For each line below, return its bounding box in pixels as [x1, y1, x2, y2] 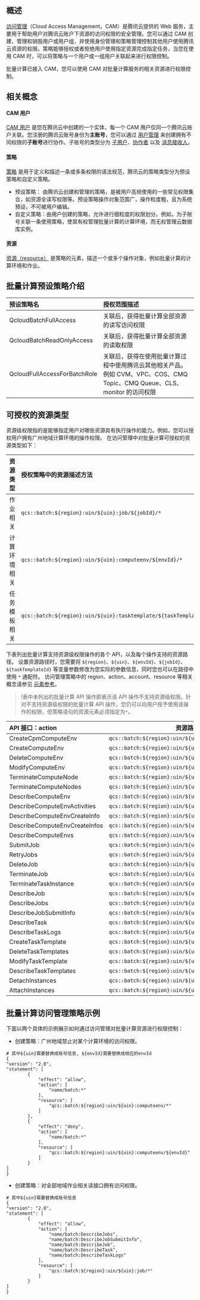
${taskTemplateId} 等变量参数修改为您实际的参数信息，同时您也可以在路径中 [6, 666, 194, 673]
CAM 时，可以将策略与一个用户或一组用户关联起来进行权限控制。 [12, 52, 173, 60]
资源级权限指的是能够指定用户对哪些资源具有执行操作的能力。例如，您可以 [6, 427, 189, 434]
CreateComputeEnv [9, 744, 64, 753]
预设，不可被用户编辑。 [14, 203, 73, 210]
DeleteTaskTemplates [9, 948, 69, 956]
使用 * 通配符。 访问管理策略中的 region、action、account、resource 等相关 [6, 673, 193, 680]
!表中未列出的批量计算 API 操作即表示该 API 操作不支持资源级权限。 [20, 694, 186, 701]
